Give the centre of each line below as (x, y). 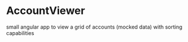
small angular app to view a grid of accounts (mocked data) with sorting (94, 27)
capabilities (20, 33)
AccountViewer (46, 11)
